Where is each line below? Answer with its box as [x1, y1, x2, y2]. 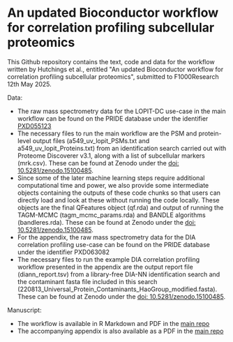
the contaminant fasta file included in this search [17, 277, 158, 285]
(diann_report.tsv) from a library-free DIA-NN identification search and [17, 270, 220, 278]
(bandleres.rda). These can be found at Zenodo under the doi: [17, 218, 196, 226]
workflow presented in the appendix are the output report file [17, 262, 193, 271]
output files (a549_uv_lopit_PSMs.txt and [32, 136, 150, 144]
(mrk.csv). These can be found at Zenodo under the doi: [17, 158, 179, 167]
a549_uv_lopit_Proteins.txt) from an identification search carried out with [17, 144, 227, 152]
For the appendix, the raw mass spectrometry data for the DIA [17, 232, 196, 241]
